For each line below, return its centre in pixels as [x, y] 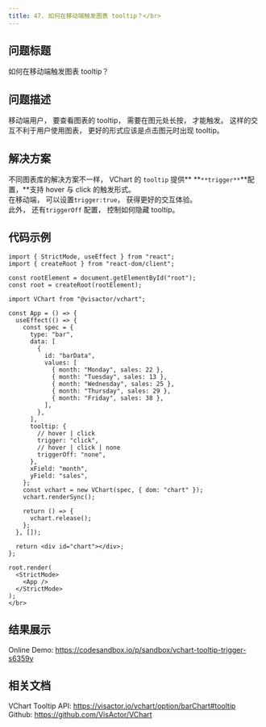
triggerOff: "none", [72, 454]
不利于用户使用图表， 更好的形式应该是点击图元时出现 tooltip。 [119, 131]
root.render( [30, 567]
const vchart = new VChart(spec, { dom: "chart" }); [113, 490]
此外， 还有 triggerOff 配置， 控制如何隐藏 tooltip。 [94, 210]
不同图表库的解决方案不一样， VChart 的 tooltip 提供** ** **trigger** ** [128, 179]
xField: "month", [59, 469]
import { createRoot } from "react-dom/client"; [91, 263]
